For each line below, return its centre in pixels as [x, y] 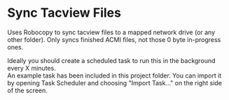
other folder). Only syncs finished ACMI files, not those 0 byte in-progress [114, 39]
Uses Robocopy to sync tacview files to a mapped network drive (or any [111, 32]
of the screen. [27, 90]
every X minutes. [32, 68]
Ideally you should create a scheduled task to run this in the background [111, 60]
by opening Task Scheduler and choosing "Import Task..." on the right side [115, 83]
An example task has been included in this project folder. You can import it [114, 76]
